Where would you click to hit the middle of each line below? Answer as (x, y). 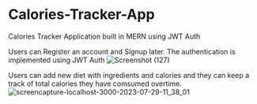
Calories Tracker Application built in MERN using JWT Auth (104, 36)
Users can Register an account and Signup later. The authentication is (122, 51)
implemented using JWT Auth (57, 60)
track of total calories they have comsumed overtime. (95, 84)
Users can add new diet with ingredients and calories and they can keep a (129, 75)
